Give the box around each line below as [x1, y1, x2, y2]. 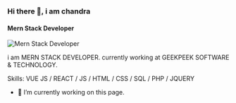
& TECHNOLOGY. [7, 61, 58, 69]
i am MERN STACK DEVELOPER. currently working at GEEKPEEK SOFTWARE [7, 53, 230, 62]
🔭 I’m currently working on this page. [17, 88, 125, 97]
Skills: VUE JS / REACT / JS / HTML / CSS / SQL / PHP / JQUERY [7, 74, 195, 83]
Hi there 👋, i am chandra [7, 6, 91, 16]
